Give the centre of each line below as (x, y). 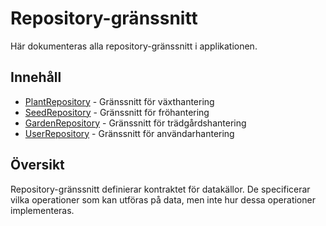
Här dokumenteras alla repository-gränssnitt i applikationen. (134, 46)
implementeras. (42, 210)
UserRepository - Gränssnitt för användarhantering (129, 133)
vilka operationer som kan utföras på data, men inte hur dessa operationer (163, 199)
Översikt (37, 165)
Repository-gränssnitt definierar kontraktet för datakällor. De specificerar (160, 189)
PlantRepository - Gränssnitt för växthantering (119, 101)
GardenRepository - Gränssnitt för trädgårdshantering (135, 123)
